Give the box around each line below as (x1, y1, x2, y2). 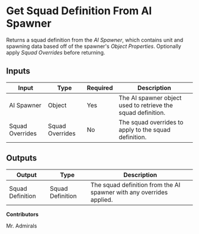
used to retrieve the (118, 101, 173, 109)
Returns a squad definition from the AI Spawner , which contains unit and (6, 36, 184, 43)
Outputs (6, 153, 37, 164)
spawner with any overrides (90, 188, 168, 196)
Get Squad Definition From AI (6, 4, 152, 18)
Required (86, 84, 113, 92)
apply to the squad (118, 126, 171, 134)
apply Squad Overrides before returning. (6, 49, 105, 56)
